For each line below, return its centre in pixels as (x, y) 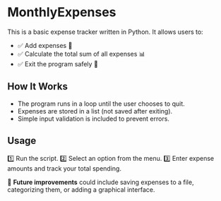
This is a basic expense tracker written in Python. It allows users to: (105, 32)
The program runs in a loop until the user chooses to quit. (101, 104)
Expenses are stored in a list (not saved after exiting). (95, 111)
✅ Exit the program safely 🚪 (58, 63)
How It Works (38, 86)
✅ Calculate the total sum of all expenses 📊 (82, 54)
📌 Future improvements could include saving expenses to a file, (101, 182)
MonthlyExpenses (62, 12)
